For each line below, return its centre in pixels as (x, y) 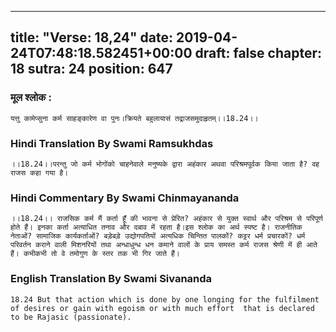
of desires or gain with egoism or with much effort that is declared (162, 308)
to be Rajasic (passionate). (71, 317)
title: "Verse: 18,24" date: (92, 37)
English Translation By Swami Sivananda (111, 279)
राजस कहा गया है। (39, 172)
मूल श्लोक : (31, 98)
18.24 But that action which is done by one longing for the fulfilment (165, 299)
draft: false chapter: (258, 53)
